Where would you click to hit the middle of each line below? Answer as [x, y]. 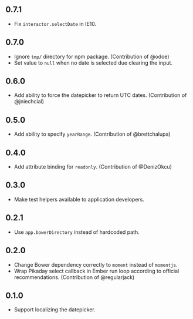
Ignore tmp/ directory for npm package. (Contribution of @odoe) [92, 56]
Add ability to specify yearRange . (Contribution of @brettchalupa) [92, 134]
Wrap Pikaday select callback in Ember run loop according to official [97, 271]
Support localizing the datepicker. [55, 310]
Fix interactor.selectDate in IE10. [55, 23]
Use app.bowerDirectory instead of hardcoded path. [77, 232]
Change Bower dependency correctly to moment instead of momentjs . [96, 264]
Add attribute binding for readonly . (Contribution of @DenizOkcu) [93, 167]
